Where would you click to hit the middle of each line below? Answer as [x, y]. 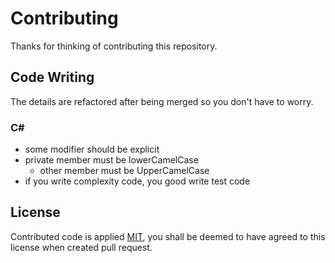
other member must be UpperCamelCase [124, 171]
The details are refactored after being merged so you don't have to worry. [162, 101]
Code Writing [52, 77]
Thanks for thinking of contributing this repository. [114, 46]
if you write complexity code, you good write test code [137, 181]
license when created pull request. [81, 247]
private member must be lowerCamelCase [111, 160]
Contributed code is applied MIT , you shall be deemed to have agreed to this [168, 236]
